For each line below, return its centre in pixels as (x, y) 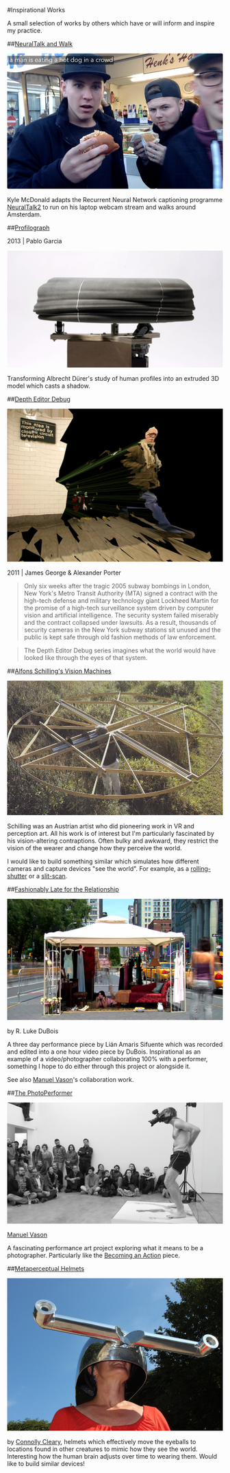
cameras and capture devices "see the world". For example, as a (98, 869)
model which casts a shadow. (49, 386)
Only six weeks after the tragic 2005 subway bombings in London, (117, 586)
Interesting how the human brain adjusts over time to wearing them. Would (112, 1457)
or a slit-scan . (48, 876)
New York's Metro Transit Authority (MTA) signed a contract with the (120, 593)
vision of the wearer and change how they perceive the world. (95, 848)
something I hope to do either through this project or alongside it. (99, 1066)
